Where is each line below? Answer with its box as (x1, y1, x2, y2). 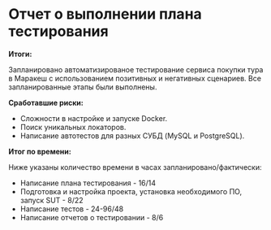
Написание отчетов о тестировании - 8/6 (19, 212, 164, 222)
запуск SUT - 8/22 (19, 195, 84, 205)
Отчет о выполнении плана (8, 5, 203, 24)
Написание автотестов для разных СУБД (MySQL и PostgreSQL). (19, 131, 245, 141)
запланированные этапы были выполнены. (8, 82, 157, 92)
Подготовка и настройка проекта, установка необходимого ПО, (19, 186, 242, 196)
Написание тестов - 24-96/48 (19, 204, 124, 214)
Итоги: (8, 49, 32, 59)
